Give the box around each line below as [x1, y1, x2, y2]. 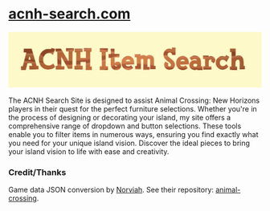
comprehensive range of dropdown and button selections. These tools [8, 121, 242, 131]
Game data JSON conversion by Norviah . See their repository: [8, 185, 215, 195]
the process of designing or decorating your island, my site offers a [8, 112, 231, 122]
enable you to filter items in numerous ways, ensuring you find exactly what [8, 129, 259, 139]
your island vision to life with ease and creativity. [8, 146, 170, 156]
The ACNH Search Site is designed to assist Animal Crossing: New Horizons [8, 95, 260, 105]
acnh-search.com [8, 5, 131, 23]
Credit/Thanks [8, 166, 67, 177]
